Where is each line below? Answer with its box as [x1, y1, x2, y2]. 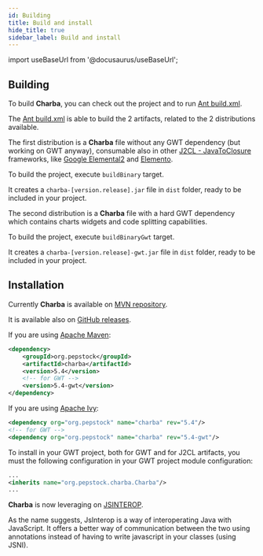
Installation [8, 279, 64, 292]
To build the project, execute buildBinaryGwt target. [8, 232, 175, 242]
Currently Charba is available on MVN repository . [8, 299, 168, 309]
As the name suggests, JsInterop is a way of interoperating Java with [8, 515, 232, 524]
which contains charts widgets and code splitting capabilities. [8, 217, 208, 227]
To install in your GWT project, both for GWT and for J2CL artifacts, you [8, 447, 241, 457]
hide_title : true [8, 26, 65, 34]
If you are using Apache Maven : [8, 330, 111, 339]
